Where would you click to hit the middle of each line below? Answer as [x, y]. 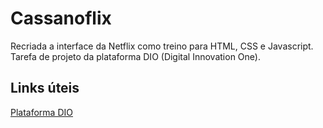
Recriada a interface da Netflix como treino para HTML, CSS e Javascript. [162, 46]
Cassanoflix [61, 18]
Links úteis [45, 88]
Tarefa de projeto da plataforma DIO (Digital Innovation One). [135, 56]
